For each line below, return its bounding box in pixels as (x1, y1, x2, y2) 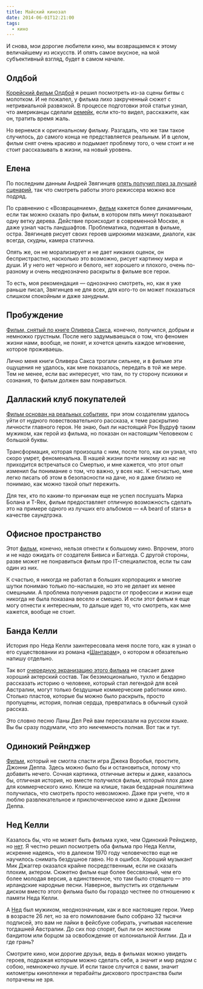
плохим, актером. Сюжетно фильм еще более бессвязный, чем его (6, 868, 182, 875)
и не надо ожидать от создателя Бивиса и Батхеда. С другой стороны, (6, 551, 189, 559)
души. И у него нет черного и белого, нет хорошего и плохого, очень (6, 261, 185, 268)
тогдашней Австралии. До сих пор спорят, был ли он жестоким (6, 925, 171, 933)
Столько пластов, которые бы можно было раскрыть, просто (6, 693, 165, 700)
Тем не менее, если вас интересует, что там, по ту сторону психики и (6, 370, 188, 377)
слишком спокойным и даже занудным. (6, 292, 110, 299)
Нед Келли (6, 820, 50, 831)
